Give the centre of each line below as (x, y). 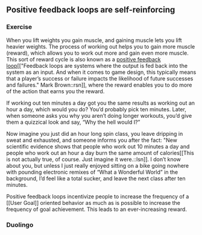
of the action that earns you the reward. (55, 91)
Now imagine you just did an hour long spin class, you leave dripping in (95, 133)
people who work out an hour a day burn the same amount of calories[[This (100, 153)
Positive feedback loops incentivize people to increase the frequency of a (98, 196)
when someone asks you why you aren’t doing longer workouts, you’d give (99, 115)
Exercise (19, 27)
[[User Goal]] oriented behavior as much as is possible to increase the (93, 203)
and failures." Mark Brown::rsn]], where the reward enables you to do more (99, 85)
